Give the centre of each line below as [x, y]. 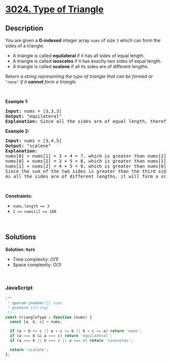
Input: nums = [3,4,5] [34, 141]
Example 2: [17, 131]
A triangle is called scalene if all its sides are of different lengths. [81, 66]
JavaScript [19, 288]
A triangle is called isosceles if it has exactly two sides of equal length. [87, 61]
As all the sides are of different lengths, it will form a [82, 176]
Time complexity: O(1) [36, 259]
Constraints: [19, 196]
